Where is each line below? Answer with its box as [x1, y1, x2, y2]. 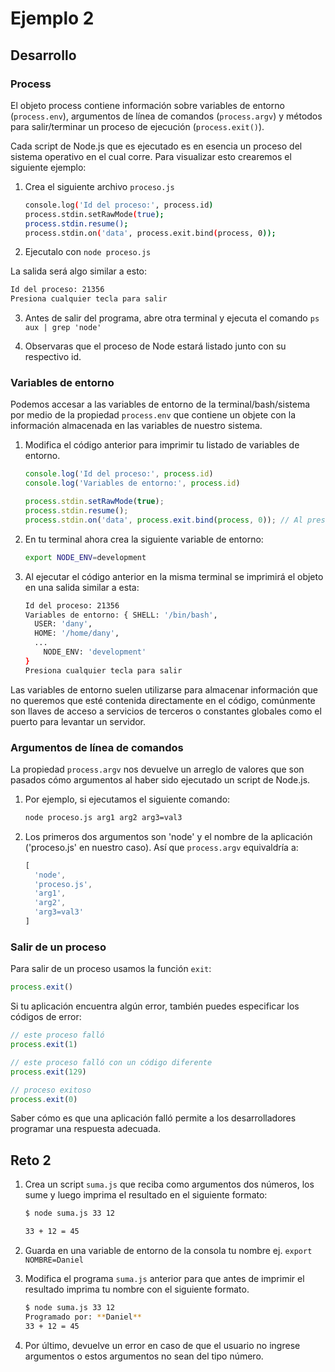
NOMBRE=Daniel [24, 1255, 84, 1265]
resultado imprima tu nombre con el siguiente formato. [24, 1283, 250, 1295]
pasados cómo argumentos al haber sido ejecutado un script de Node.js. [10, 773, 311, 786]
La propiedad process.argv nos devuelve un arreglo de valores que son [10, 763, 305, 775]
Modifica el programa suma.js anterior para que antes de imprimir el [24, 1272, 305, 1284]
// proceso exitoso [10, 1085, 92, 1095]
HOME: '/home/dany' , [34, 628, 120, 639]
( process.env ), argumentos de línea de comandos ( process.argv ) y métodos [10, 110, 323, 122]
